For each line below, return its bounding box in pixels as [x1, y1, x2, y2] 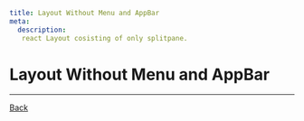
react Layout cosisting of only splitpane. [21, 33, 188, 42]
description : [17, 25, 67, 34]
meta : [9, 16, 30, 26]
